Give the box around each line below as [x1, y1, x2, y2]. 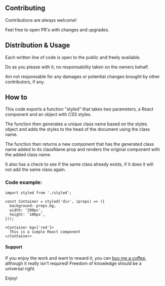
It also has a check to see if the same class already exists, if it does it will [5, 161, 154, 168]
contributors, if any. [5, 79, 45, 85]
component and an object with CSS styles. [5, 112, 92, 117]
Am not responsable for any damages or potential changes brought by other [5, 73, 160, 79]
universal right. [5, 265, 36, 272]
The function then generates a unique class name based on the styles [5, 121, 147, 127]
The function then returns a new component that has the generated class [5, 141, 154, 147]
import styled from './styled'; [5, 190, 72, 195]
